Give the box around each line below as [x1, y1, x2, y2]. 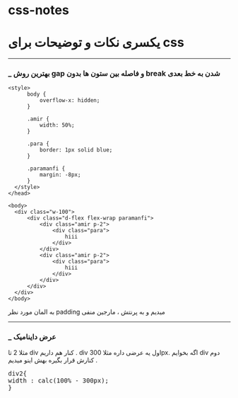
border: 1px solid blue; [39, 147, 113, 154]
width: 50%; [39, 122, 75, 129]
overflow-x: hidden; [39, 97, 100, 104]
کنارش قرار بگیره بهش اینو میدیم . [8, 356, 98, 364]
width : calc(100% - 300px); [8, 376, 109, 385]
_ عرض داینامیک [8, 332, 56, 342]
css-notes [8, 2, 69, 18]
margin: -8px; [39, 171, 81, 178]
